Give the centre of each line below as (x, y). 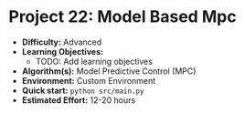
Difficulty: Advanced (62, 42)
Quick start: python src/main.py (83, 90)
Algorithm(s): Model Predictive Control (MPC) (109, 71)
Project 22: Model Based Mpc (122, 17)
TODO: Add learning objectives (94, 61)
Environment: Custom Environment (89, 80)
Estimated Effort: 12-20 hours (79, 100)
